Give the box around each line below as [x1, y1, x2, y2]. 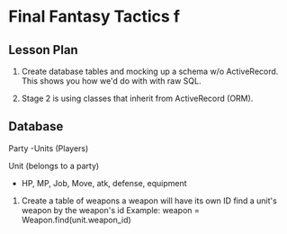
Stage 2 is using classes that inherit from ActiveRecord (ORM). [21, 93, 254, 103]
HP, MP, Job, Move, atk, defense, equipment [21, 177, 187, 188]
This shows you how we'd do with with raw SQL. [21, 76, 202, 86]
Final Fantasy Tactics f [8, 6, 181, 27]
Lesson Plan [8, 42, 78, 58]
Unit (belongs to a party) [8, 160, 100, 171]
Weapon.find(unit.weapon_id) [21, 214, 131, 225]
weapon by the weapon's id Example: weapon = [21, 204, 200, 215]
